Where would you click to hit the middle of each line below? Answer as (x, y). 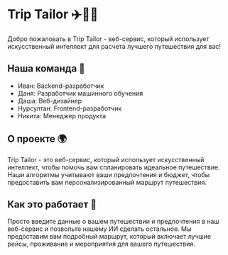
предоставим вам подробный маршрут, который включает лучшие (109, 237)
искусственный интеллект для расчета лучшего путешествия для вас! (114, 46)
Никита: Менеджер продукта (62, 115)
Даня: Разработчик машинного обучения (80, 93)
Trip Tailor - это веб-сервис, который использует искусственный (106, 159)
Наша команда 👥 (46, 69)
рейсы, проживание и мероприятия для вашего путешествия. (101, 244)
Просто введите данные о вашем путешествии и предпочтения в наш (113, 222)
